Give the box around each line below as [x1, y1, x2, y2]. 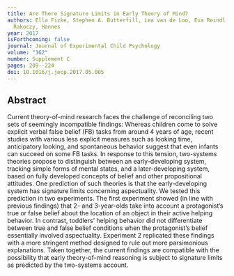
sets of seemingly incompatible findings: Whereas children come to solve [7, 120, 218, 129]
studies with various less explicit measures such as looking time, [7, 135, 193, 144]
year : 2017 [7, 29, 39, 37]
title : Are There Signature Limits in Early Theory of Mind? [7, 10, 189, 17]
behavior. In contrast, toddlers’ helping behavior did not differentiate [7, 217, 203, 225]
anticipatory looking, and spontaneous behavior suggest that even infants [7, 142, 219, 151]
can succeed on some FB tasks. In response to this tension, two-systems [7, 150, 217, 158]
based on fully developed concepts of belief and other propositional [7, 172, 202, 181]
